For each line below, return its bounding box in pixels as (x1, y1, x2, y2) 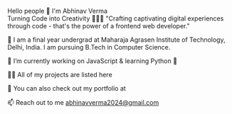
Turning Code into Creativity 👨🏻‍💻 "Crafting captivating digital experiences (7, 14, 224, 23)
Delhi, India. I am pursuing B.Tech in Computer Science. (7, 43, 171, 51)
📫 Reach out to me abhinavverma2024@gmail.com (7, 98, 159, 106)
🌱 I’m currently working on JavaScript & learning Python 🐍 (7, 57, 178, 65)
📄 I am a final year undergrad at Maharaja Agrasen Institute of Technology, (7, 35, 226, 44)
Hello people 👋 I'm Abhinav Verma (7, 7, 108, 15)
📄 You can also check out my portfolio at (7, 84, 126, 92)
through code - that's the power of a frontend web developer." (7, 22, 190, 30)
